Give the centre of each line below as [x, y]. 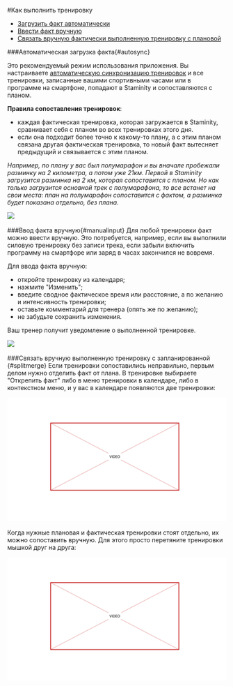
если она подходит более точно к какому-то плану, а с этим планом [119, 137]
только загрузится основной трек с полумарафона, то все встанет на [111, 187]
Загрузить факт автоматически [64, 23]
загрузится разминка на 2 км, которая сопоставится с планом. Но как [113, 180]
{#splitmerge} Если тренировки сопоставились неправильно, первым [111, 365]
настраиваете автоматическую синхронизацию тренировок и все [105, 73]
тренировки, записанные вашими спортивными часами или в [99, 80]
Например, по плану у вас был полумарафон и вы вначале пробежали [114, 165]
